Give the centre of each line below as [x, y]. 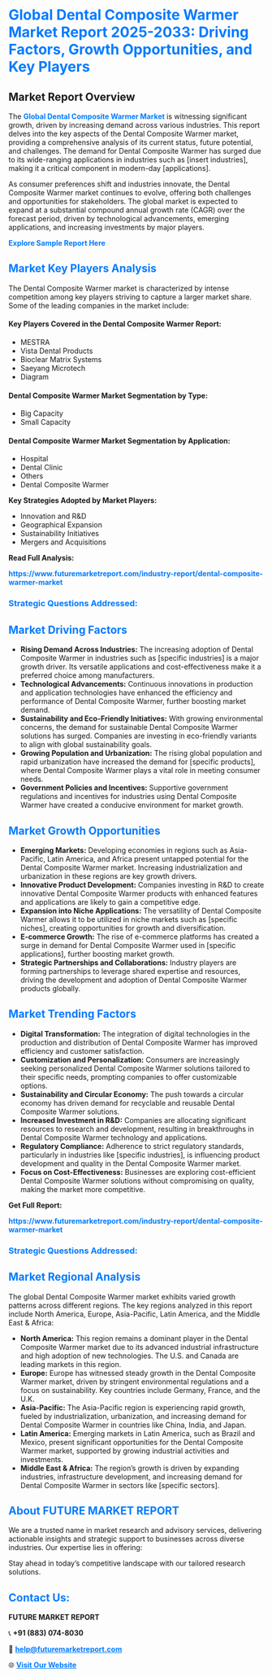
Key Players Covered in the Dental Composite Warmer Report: [115, 324]
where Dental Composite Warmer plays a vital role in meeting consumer [140, 771]
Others [32, 476]
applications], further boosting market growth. [97, 954]
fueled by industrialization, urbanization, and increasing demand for [134, 1416]
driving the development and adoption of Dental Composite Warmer [134, 980]
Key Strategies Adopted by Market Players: [83, 500]
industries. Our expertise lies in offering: [76, 1548]
